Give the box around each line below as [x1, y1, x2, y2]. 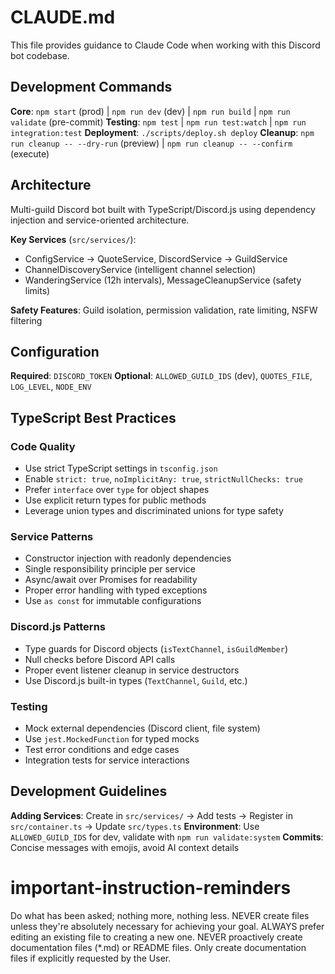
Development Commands [10, 79, 173, 96]
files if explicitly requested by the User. [10, 952, 172, 964]
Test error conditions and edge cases [24, 743, 180, 755]
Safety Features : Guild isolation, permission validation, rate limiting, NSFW [10, 304, 318, 316]
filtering [10, 314, 43, 326]
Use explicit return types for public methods [24, 494, 207, 506]
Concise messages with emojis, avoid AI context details [10, 841, 240, 853]
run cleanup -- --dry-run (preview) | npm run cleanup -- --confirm [10, 137, 293, 149]
